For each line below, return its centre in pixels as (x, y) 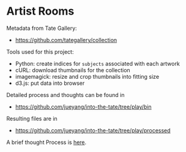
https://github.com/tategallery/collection (66, 40)
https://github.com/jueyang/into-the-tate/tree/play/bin (83, 107)
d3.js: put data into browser (50, 83)
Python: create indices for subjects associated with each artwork (98, 63)
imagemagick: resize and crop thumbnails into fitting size (87, 76)
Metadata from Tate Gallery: (42, 28)
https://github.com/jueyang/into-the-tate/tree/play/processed (93, 130)
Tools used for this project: (40, 52)
